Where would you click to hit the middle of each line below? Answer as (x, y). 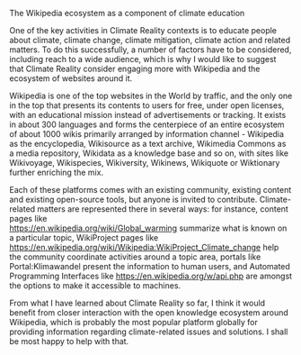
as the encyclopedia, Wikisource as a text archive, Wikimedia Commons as (148, 144)
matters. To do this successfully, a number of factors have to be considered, (150, 50)
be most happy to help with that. (69, 341)
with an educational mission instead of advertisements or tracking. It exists (148, 115)
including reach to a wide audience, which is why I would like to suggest (143, 59)
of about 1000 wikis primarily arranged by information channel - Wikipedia (147, 134)
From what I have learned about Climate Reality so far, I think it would (137, 303)
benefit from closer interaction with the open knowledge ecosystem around (149, 313)
